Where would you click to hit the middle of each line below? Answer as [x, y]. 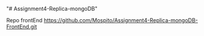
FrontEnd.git [22, 27]
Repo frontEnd [24, 20]
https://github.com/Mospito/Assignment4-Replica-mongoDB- [121, 20]
